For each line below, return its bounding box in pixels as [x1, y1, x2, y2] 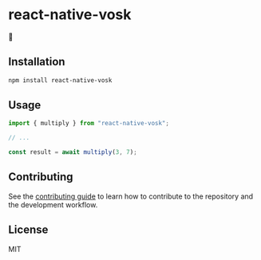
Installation [8, 55, 65, 69]
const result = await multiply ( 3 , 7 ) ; [8, 148, 137, 156]
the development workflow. [8, 199, 98, 209]
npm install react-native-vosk [8, 76, 113, 85]
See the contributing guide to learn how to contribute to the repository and [8, 191, 254, 201]
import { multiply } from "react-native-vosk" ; [8, 120, 170, 128]
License [8, 223, 49, 237]
